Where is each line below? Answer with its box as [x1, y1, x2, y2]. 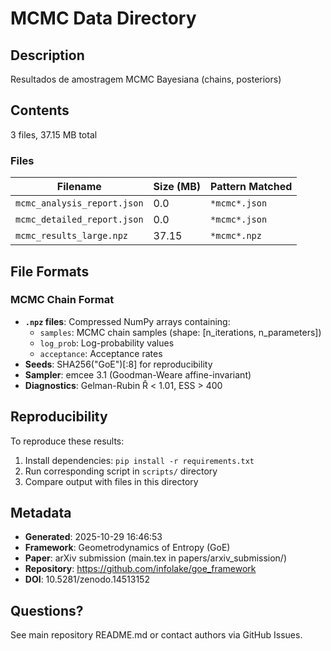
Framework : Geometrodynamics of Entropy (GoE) [24, 542, 231, 554]
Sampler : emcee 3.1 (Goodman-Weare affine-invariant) [24, 368, 252, 381]
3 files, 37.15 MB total [10, 128, 98, 141]
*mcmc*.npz [210, 230, 262, 242]
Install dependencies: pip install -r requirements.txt [24, 454, 255, 466]
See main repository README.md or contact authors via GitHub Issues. [10, 629, 303, 641]
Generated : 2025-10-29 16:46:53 [24, 531, 163, 543]
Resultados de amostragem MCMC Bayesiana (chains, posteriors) [10, 73, 282, 85]
